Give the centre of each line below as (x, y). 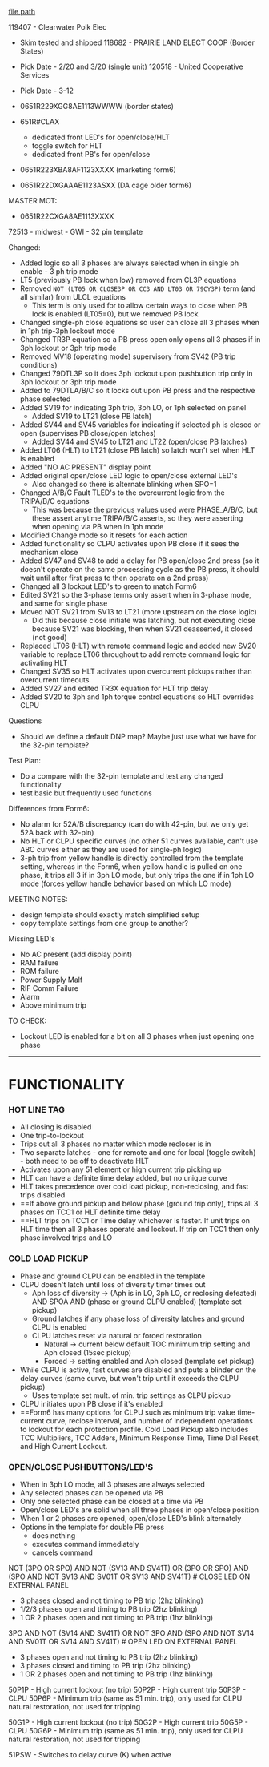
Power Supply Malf (51, 980)
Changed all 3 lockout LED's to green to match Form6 (108, 586)
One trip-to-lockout (52, 1136)
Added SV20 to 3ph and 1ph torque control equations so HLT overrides (137, 697)
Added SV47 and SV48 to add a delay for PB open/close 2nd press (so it (139, 561)
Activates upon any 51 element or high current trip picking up (120, 1169)
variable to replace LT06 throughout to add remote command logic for (135, 654)
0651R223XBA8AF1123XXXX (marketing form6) (98, 170)
